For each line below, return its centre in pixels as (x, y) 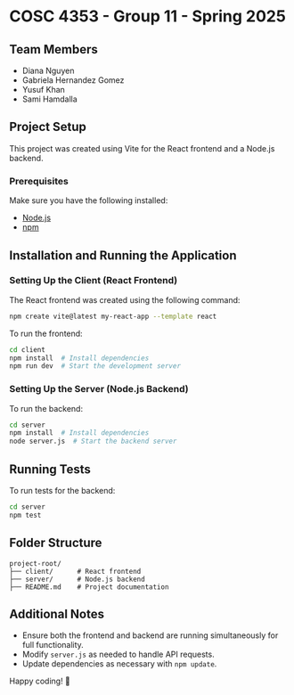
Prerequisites (39, 181)
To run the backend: (46, 408)
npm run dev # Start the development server (95, 366)
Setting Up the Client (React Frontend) (94, 281)
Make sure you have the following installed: (89, 200)
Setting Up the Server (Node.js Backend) (99, 389)
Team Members (53, 49)
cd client (28, 349)
